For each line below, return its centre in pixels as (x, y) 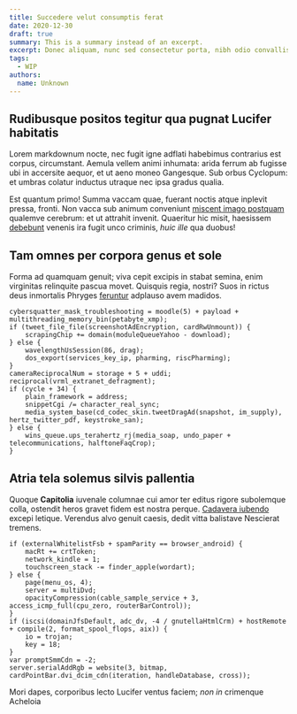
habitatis (34, 133)
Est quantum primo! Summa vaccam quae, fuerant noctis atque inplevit (138, 199)
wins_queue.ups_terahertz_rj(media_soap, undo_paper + (128, 436)
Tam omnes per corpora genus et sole (116, 255)
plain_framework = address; (76, 397)
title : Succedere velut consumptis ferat (87, 17)
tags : (19, 58)
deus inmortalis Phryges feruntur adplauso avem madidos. (116, 296)
